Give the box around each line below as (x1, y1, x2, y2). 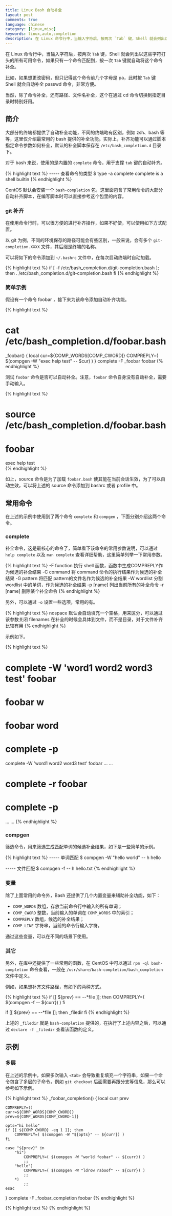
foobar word (5, 720, 59, 731)
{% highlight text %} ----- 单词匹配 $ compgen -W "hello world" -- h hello (5, 854, 161, 861)
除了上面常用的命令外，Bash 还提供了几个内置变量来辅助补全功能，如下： (5, 892, 161, 898)
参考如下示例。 (5, 1085, 37, 1091)
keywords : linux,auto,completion (5, 31, 77, 36)
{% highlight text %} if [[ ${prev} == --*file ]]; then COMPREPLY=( (5, 993, 145, 1000)
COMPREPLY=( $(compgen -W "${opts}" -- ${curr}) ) (14, 1132, 125, 1137)
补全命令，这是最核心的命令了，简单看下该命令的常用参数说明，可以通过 (5, 545, 158, 551)
